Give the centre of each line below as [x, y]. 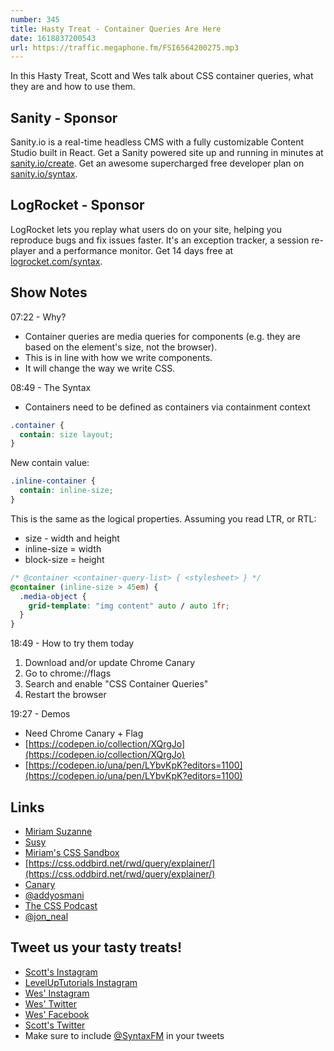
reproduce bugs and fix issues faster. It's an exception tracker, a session [160, 240]
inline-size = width [63, 548]
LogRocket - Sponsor [77, 205]
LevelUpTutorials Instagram [81, 982]
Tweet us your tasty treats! [96, 947]
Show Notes [49, 292]
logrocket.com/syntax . [56, 261]
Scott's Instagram [61, 972]
